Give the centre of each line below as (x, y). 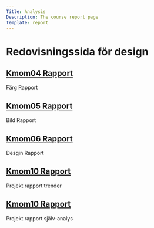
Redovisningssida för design (77, 52)
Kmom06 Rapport (39, 139)
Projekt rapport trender (34, 186)
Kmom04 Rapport (40, 73)
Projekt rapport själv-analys (40, 218)
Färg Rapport (22, 87)
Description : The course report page (52, 17)
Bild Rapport (21, 120)
